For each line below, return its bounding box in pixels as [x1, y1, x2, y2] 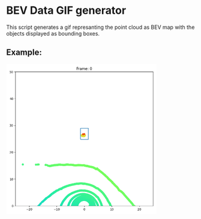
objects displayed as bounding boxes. [6, 29, 100, 37]
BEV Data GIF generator [6, 4, 127, 17]
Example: [6, 48, 42, 58]
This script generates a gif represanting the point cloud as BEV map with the [6, 23, 195, 31]
